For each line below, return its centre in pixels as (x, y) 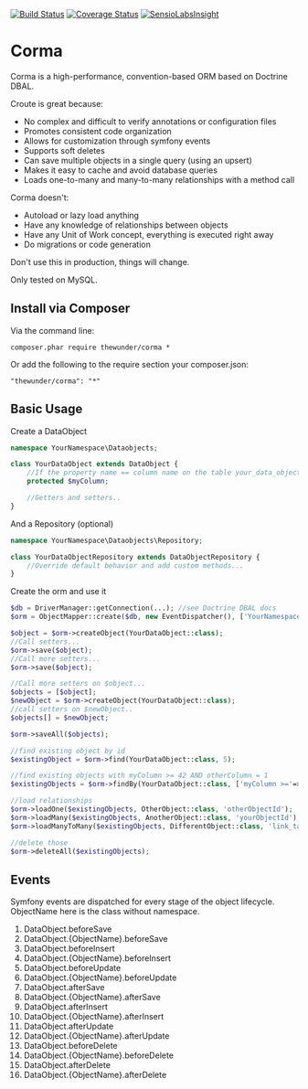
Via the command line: (53, 330)
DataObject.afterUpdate (69, 1026)
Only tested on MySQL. (54, 280)
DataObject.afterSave (64, 988)
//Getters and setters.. (74, 498)
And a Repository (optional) (62, 523)
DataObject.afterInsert (66, 1007)
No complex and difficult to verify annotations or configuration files (150, 121)
